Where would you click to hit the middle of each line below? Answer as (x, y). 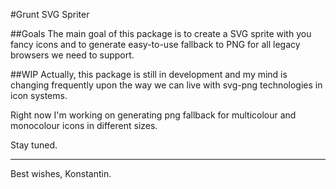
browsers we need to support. (72, 55)
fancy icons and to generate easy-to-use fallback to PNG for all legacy (155, 44)
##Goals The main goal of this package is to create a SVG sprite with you (161, 33)
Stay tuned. (34, 145)
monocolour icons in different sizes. (84, 125)
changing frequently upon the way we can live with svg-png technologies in (166, 85)
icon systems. (39, 95)
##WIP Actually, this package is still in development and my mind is (149, 74)
